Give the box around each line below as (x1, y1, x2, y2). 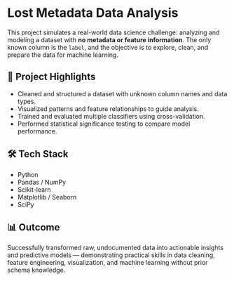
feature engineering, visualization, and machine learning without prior (7, 259, 208, 267)
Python (17, 170, 39, 178)
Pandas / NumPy (17, 178, 67, 186)
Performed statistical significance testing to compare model (17, 119, 191, 128)
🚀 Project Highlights (7, 71, 96, 83)
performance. (17, 126, 57, 135)
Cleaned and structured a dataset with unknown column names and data (17, 89, 228, 98)
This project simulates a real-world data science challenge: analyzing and (7, 28, 220, 37)
